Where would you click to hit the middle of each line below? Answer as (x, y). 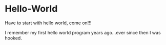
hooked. (14, 38)
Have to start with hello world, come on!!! (48, 23)
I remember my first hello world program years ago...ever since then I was (83, 32)
